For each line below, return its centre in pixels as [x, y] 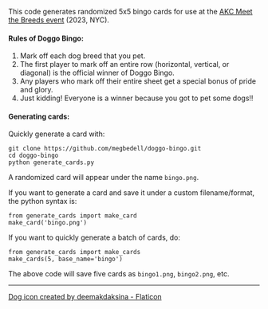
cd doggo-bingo [33, 156]
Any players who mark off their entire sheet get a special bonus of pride [138, 81]
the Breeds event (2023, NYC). [59, 20]
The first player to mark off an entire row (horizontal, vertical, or [124, 65]
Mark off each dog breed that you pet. [83, 56]
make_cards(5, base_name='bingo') [66, 259]
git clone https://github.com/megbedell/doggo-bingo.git [105, 149]
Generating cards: [39, 116]
